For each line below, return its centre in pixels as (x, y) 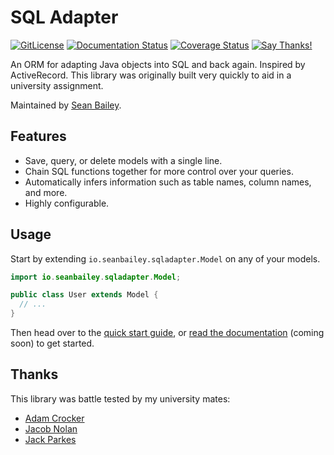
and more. (46, 192)
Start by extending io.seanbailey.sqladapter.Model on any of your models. (165, 258)
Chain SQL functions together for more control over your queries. (159, 171)
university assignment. (57, 85)
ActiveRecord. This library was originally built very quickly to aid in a (151, 75)
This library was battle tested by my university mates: (120, 398)
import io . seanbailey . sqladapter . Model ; (96, 277)
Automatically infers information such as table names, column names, (168, 182)
